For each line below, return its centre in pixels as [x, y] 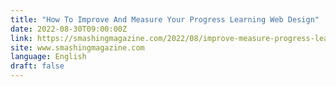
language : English [48, 57]
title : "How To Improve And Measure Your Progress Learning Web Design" [165, 19]
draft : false [37, 66]
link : [21, 38]
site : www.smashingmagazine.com [77, 47]
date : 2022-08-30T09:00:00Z [69, 29]
